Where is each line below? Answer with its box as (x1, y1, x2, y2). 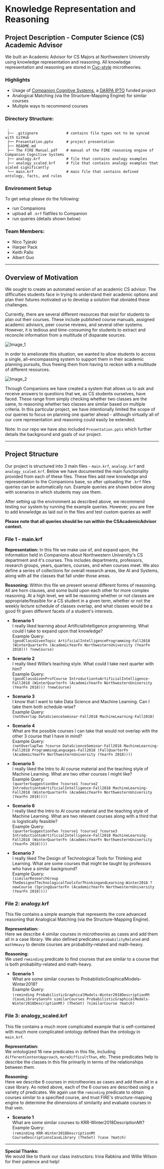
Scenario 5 (12, 761, 35, 767)
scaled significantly (5, 165, 49, 170)
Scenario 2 (12, 656, 35, 662)
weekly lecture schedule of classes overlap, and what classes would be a (5, 603, 153, 609)
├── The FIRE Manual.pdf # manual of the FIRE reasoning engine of (7, 148, 154, 152)
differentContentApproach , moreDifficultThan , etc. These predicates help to (5, 1054, 159, 1060)
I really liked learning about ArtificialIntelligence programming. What (12, 623, 149, 629)
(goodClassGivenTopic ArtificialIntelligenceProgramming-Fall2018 (12, 639, 150, 644)
